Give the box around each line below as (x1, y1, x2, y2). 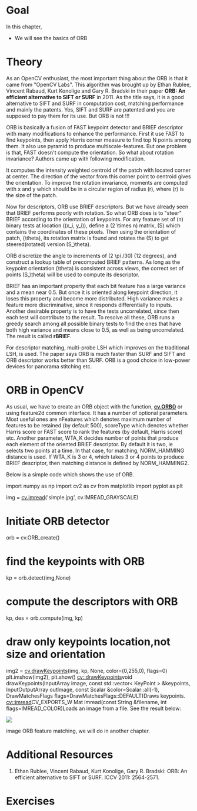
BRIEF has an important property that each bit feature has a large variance (6, 282, 186, 289)
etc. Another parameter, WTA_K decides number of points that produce (6, 434, 179, 442)
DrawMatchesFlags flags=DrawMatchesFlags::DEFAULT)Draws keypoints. (6, 692, 186, 699)
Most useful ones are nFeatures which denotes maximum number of (6, 416, 172, 423)
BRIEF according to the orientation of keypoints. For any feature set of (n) (6, 215, 184, 223)
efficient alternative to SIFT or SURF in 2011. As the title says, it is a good (6, 93, 184, 100)
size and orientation (6, 648, 106, 661)
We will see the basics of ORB (14, 34, 88, 41)
